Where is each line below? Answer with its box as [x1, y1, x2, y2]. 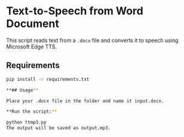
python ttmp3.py [6, 120, 47, 126]
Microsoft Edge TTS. [6, 43, 57, 50]
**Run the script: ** [6, 109, 58, 115]
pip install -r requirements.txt [6, 76, 90, 82]
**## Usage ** [6, 87, 39, 93]
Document [6, 17, 60, 31]
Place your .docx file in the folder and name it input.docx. [6, 98, 164, 104]
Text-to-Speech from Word [6, 4, 143, 18]
